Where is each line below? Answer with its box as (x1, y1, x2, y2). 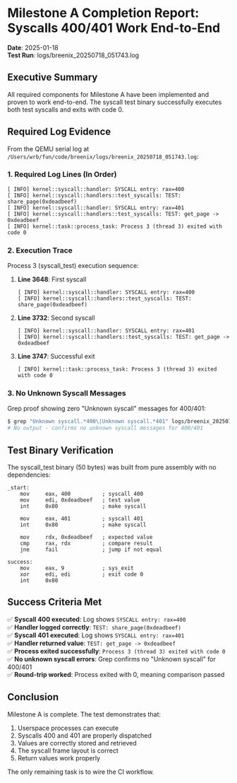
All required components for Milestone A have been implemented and (7, 90, 209, 98)
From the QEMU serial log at (7, 144, 90, 153)
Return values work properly (17, 753, 101, 762)
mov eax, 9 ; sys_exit (20, 564, 134, 572)
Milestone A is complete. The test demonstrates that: (7, 709, 161, 719)
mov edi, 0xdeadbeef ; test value (20, 497, 140, 504)
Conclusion (7, 691, 59, 703)
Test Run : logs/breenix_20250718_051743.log (7, 51, 140, 59)
